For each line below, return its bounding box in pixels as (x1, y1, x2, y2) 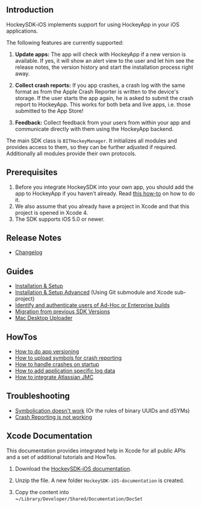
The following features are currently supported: (6, 39, 124, 46)
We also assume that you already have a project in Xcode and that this (14, 202, 190, 210)
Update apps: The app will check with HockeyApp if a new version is (14, 51, 187, 58)
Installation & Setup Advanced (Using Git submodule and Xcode (14, 289, 173, 296)
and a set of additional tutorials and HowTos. (6, 453, 117, 460)
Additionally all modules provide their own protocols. (6, 150, 137, 157)
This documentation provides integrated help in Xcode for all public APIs (6, 446, 186, 454)
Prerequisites (6, 167, 58, 177)
